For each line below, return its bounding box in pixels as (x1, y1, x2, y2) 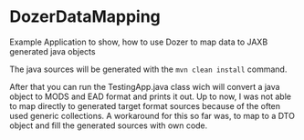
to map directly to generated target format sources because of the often (9, 100, 281, 111)
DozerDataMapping (9, 6, 162, 27)
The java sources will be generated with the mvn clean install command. (9, 64, 288, 75)
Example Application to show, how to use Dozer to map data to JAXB (9, 36, 268, 47)
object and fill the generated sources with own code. (9, 120, 208, 131)
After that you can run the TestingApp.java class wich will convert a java (9, 81, 280, 92)
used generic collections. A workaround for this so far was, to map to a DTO (9, 110, 295, 121)
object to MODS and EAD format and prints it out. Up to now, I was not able (9, 91, 292, 102)
